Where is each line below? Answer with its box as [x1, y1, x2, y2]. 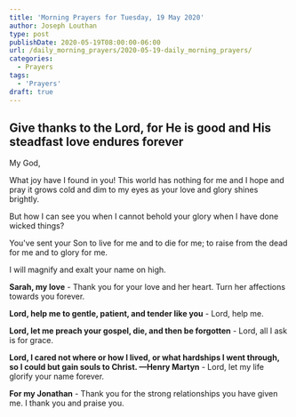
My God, [9, 157, 41, 169]
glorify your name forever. [9, 371, 105, 382]
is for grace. [9, 335, 54, 346]
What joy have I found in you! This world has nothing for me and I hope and [9, 175, 284, 186]
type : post [9, 29, 50, 38]
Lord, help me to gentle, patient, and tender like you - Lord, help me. [9, 309, 264, 319]
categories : [9, 54, 53, 63]
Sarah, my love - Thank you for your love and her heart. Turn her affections [9, 282, 286, 293]
